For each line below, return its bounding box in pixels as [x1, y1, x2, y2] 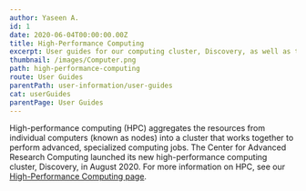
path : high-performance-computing [9, 65, 141, 74]
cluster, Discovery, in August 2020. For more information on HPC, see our [9, 161, 286, 173]
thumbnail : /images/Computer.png [9, 55, 137, 65]
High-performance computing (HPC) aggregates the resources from [9, 123, 266, 134]
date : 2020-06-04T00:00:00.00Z [9, 30, 128, 39]
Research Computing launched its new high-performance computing [9, 152, 268, 163]
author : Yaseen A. [9, 13, 79, 23]
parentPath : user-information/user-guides [9, 81, 173, 90]
